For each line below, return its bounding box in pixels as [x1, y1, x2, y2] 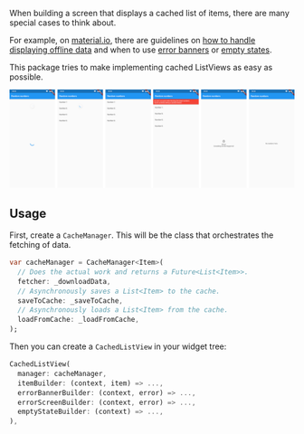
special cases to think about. [9, 17, 117, 28]
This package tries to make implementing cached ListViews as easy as [9, 62, 273, 72]
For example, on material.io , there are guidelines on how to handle [9, 35, 256, 45]
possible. [9, 71, 43, 82]
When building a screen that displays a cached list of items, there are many [9, 8, 290, 18]
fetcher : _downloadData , [17, 277, 111, 286]
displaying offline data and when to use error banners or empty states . [9, 44, 272, 55]
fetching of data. [9, 240, 71, 250]
